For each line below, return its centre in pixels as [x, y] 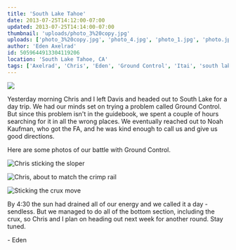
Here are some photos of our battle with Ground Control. [89, 150]
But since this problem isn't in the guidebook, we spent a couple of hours [113, 113]
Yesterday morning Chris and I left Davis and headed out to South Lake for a [117, 99]
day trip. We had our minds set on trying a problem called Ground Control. [114, 106]
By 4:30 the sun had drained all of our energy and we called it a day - [108, 204]
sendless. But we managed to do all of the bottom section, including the [111, 211]
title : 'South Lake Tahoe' [47, 14]
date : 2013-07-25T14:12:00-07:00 [56, 20]
